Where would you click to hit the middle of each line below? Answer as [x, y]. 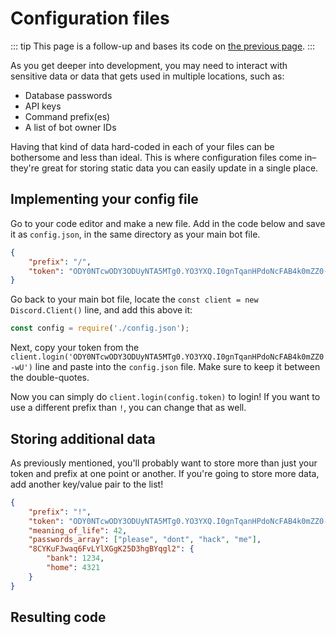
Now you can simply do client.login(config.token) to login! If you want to [165, 397]
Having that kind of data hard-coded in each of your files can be [142, 146]
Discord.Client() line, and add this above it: [101, 310]
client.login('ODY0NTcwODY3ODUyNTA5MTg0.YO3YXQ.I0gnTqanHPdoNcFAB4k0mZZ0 [167, 357]
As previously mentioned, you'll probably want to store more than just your [164, 463]
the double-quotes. [50, 378]
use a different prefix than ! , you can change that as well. [128, 408]
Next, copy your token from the [75, 348]
